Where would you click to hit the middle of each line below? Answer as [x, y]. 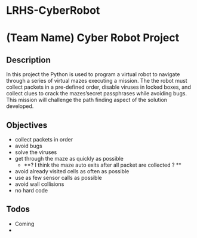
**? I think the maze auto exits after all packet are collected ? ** [103, 165]
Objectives [27, 125]
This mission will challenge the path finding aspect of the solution [87, 100]
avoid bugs [29, 146]
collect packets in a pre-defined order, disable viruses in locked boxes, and [98, 87]
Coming [24, 224]
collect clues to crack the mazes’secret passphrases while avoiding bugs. [97, 94]
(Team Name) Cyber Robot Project [93, 38]
